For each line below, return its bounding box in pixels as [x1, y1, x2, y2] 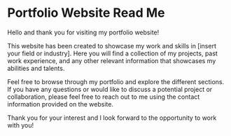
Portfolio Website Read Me [7, 5, 165, 21]
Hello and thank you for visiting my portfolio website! [7, 28, 160, 36]
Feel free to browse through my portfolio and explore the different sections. [7, 77, 225, 86]
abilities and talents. [7, 64, 65, 72]
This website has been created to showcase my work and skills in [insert [7, 41, 217, 50]
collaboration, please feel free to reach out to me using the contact [7, 93, 200, 101]
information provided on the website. [7, 100, 114, 108]
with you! [7, 121, 34, 129]
